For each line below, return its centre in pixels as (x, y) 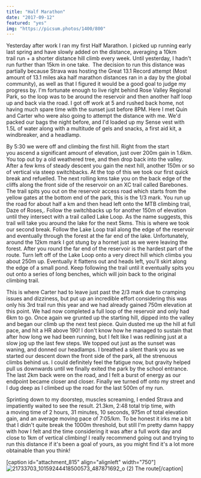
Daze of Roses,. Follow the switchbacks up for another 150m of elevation (96, 210)
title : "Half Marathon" (36, 12)
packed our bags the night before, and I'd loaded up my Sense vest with (95, 122)
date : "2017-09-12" (31, 17)
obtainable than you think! (38, 450)
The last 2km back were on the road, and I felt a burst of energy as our (94, 375)
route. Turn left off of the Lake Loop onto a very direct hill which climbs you (99, 255)
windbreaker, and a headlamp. (43, 135)
